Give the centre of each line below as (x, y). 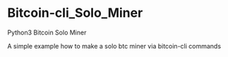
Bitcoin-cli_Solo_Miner (75, 13)
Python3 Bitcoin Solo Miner (47, 32)
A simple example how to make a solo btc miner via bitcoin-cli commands (114, 46)
